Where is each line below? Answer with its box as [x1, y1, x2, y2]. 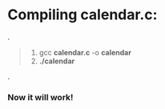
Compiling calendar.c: [7, 6, 158, 24]
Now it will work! [7, 91, 74, 103]
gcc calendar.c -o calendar [38, 47, 131, 57]
